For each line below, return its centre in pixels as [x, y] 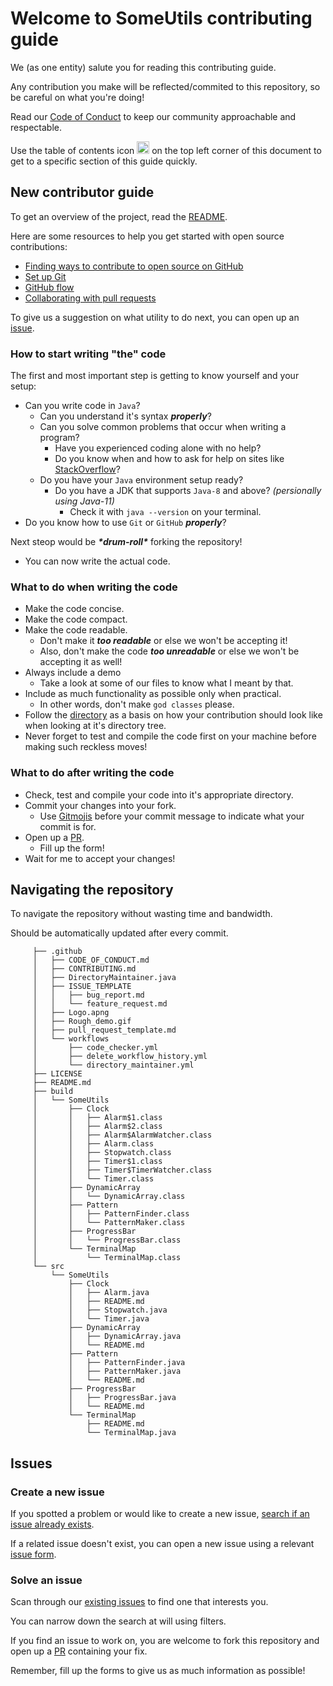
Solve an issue [46, 1580]
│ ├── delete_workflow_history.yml [120, 1057]
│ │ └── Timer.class [93, 1179]
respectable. [36, 127]
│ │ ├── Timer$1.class [97, 1162]
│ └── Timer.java [109, 1319]
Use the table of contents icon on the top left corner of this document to [166, 150]
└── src [48, 1267]
